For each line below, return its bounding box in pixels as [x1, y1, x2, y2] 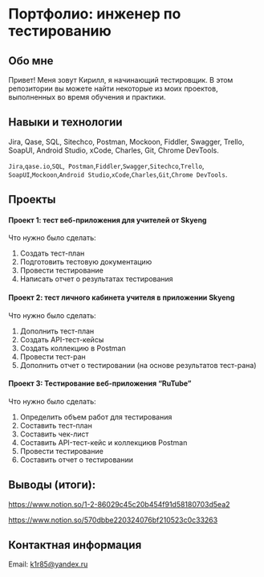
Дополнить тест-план [19, 326, 95, 336]
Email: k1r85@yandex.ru [8, 559, 88, 569]
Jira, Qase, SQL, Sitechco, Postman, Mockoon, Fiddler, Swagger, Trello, [8, 137, 245, 146]
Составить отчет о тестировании [19, 455, 134, 464]
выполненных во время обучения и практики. [8, 92, 166, 101]
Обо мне [8, 54, 54, 68]
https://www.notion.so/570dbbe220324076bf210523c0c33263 [8, 515, 218, 525]
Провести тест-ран [19, 351, 86, 362]
